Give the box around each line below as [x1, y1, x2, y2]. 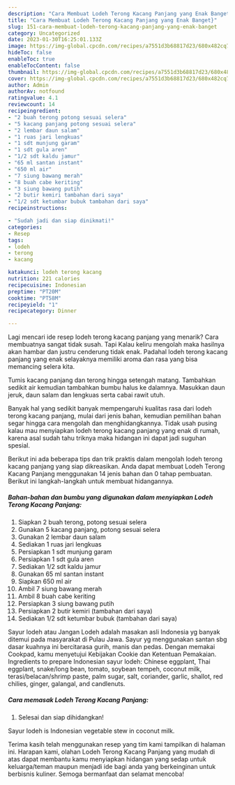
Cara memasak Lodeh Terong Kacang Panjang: [8, 695, 149, 704]
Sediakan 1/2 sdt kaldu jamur [17, 563, 102, 571]
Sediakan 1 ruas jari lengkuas [17, 540, 102, 549]
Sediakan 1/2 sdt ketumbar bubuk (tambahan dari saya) [17, 614, 177, 623]
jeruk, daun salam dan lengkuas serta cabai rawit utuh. [8, 391, 165, 399]
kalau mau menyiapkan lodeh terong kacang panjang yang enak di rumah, [8, 427, 220, 435]
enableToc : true [8, 56, 55, 63]
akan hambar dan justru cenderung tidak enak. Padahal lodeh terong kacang [8, 348, 228, 356]
